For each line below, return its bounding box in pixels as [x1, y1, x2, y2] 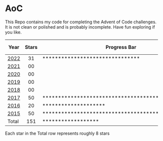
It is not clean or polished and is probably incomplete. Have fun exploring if [5, 24, 155, 30]
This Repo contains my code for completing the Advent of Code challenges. [5, 19, 157, 25]
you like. [5, 29, 22, 35]
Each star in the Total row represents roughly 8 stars [5, 130, 110, 136]
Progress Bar [105, 44, 137, 50]
